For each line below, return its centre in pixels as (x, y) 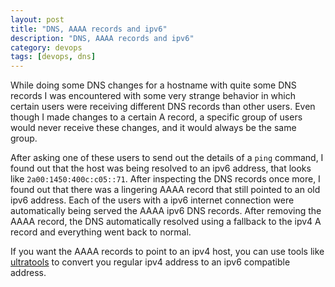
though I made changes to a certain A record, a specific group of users (156, 117)
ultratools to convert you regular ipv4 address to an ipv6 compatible (150, 262)
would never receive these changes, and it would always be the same (153, 128)
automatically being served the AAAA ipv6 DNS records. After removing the (166, 211)
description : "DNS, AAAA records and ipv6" (102, 38)
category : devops (46, 47)
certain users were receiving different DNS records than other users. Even (163, 107)
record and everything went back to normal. (101, 232)
